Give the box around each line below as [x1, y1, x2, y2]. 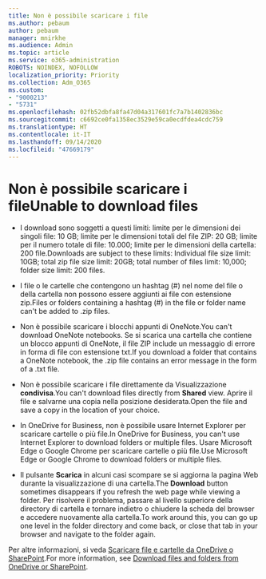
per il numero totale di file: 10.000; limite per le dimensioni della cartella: [19, 240, 257, 250]
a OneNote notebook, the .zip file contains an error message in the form [19, 356, 257, 366]
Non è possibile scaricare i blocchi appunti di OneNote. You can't [19, 322, 232, 331]
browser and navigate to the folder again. [19, 529, 156, 539]
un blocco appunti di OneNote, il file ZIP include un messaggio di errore [19, 339, 256, 348]
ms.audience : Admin [8, 42, 73, 50]
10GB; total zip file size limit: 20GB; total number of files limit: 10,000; [19, 257, 247, 267]
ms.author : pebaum [8, 19, 69, 27]
